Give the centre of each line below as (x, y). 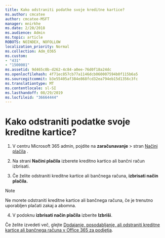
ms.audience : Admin (25, 33)
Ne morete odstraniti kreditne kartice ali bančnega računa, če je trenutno (79, 200)
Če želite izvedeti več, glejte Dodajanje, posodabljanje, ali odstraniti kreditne (82, 225)
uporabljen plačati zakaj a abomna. (41, 206)
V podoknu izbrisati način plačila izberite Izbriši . (62, 215)
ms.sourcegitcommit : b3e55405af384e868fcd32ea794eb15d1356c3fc (72, 79)
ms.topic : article (24, 38)
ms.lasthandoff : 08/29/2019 (34, 93)
